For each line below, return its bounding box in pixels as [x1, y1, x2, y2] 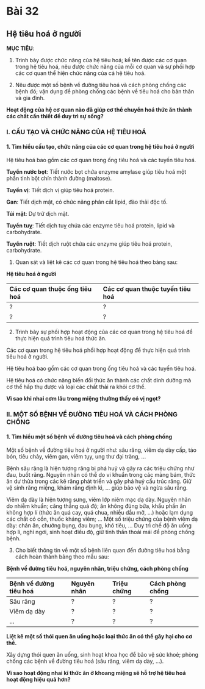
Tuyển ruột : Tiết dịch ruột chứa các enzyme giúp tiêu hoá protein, [6, 240, 173, 248]
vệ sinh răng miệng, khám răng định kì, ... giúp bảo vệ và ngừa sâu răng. [6, 484, 188, 491]
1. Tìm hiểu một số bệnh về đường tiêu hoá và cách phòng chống [6, 433, 173, 440]
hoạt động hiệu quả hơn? [6, 676, 71, 684]
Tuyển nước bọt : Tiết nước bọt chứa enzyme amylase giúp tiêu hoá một [6, 168, 187, 176]
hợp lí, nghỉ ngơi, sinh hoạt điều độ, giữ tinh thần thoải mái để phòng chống [6, 529, 195, 536]
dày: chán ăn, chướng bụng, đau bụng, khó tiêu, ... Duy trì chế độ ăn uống [6, 522, 192, 529]
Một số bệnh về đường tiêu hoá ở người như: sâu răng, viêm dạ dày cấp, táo [6, 446, 197, 454]
